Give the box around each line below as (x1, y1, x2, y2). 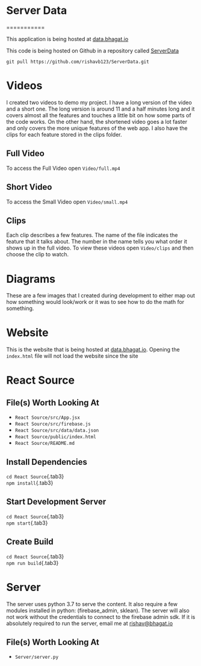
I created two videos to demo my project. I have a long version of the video (6, 99, 193, 106)
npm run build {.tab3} (6, 559, 59, 566)
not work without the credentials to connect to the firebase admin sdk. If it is (6, 613, 196, 620)
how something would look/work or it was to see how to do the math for (6, 299, 185, 306)
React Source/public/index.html (14, 434, 96, 440)
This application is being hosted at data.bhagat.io (6, 35, 129, 42)
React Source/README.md (14, 441, 75, 447)
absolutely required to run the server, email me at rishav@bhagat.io (6, 619, 173, 627)
